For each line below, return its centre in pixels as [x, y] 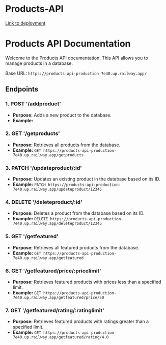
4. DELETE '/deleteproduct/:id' [44, 202]
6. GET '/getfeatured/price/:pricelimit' [53, 270]
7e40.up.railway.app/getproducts [48, 155]
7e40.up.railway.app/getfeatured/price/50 [58, 298]
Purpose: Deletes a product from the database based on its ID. [78, 213]
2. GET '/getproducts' [33, 133]
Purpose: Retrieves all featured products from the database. [76, 247]
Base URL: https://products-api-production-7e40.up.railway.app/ [76, 73]
